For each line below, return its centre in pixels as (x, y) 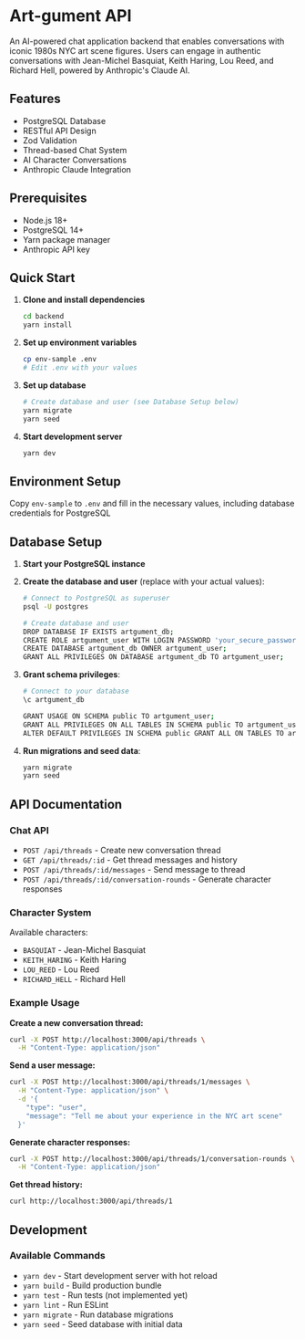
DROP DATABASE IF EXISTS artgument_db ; (98, 632)
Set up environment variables (80, 342)
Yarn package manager (66, 239)
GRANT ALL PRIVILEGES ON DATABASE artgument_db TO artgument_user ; (153, 657)
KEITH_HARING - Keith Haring (75, 960)
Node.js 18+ (45, 220)
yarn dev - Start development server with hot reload (120, 1275)
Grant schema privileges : (71, 675)
